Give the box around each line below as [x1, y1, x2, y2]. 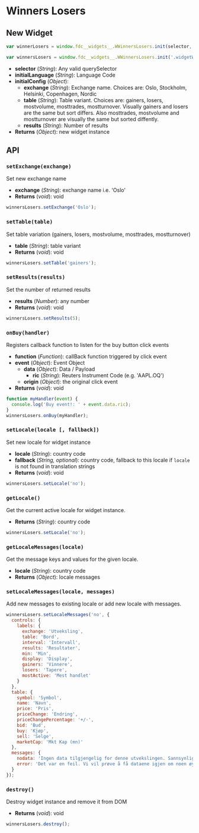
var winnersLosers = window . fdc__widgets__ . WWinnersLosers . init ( [6, 54, 171, 60]
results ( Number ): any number [14, 297, 90, 304]
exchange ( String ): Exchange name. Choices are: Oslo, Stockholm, [23, 84, 187, 91]
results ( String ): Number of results [23, 122, 108, 129]
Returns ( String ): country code [14, 518, 91, 525]
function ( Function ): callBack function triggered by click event [14, 352, 167, 360]
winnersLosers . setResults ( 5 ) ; [6, 315, 81, 321]
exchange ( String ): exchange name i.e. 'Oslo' [14, 187, 126, 194]
